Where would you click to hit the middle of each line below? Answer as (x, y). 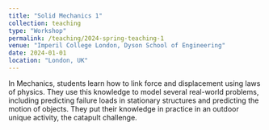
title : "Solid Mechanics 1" (56, 16)
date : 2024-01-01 (38, 53)
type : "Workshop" (38, 30)
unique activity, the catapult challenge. (73, 117)
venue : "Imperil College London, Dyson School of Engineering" (117, 46)
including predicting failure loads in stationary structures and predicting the (134, 100)
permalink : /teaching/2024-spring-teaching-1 (86, 38)
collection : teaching (45, 23)
